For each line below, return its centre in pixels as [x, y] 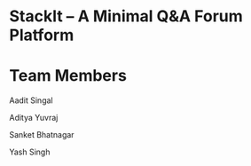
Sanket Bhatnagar [42, 135]
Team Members [68, 76]
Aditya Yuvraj [34, 118]
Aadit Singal [31, 100]
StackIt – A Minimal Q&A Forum [126, 16]
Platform [42, 35]
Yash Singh [30, 152]
